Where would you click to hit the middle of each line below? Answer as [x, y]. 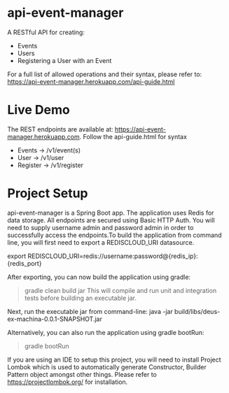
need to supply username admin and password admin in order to [100, 227]
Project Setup [48, 193]
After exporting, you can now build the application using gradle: [99, 277]
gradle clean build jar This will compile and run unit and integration [120, 290]
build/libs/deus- [197, 311]
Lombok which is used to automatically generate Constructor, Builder [107, 367]
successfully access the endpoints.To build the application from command [114, 235]
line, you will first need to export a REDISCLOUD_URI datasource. [101, 242]
